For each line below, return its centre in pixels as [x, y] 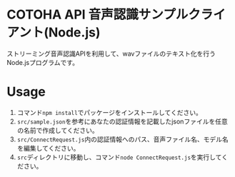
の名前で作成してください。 [57, 130]
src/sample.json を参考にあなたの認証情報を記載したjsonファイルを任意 [122, 121]
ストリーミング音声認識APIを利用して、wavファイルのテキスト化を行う [111, 54]
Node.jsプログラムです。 [43, 62]
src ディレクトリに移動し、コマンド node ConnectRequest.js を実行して [119, 157]
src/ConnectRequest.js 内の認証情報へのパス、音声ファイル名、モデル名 [123, 139]
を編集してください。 [48, 148]
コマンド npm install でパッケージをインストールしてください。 [110, 112]
